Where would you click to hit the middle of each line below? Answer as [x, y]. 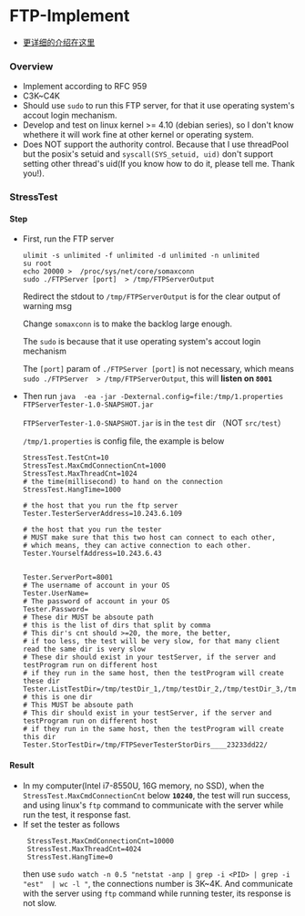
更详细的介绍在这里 [59, 42]
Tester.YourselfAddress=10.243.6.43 [92, 554]
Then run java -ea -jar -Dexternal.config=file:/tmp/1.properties [153, 396]
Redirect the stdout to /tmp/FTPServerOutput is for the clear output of [151, 296]
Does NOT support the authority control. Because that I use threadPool [156, 144]
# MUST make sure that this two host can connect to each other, [149, 538]
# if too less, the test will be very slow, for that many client [151, 642]
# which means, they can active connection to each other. [137, 546]
